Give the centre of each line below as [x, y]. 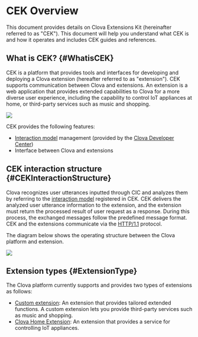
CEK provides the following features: [51, 126]
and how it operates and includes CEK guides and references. [81, 40]
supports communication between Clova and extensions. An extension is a [97, 85]
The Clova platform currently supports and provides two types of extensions [99, 285]
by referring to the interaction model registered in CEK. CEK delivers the [94, 198]
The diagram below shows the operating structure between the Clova [91, 235]
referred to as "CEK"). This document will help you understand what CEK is [98, 33]
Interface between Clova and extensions [64, 150]
